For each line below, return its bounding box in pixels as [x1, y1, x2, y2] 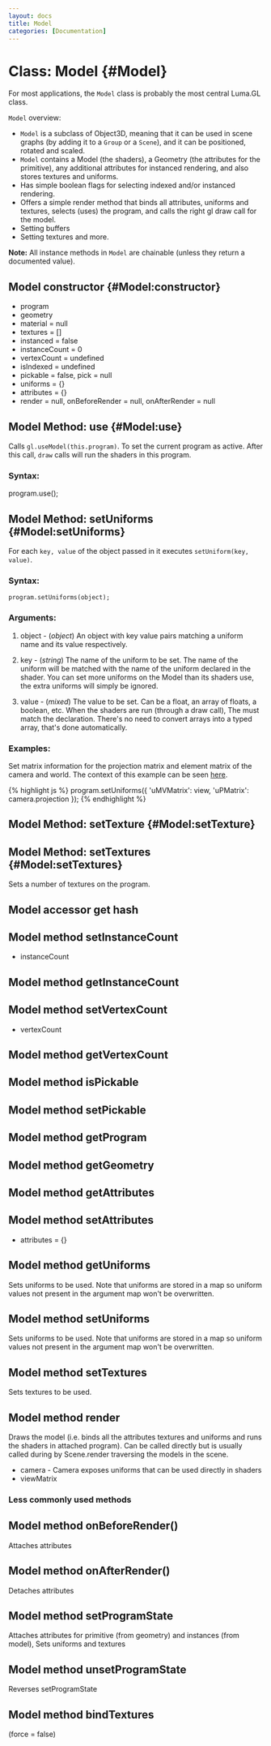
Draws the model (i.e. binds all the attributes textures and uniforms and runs [8, 1432, 262, 1442]
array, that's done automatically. [19, 723, 128, 732]
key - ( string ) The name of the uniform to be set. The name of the [19, 654, 239, 665]
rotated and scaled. [19, 146, 86, 156]
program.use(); [8, 488, 59, 499]
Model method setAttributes [8, 1213, 155, 1227]
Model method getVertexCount [8, 1048, 168, 1062]
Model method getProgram [8, 1130, 147, 1144]
